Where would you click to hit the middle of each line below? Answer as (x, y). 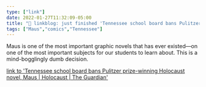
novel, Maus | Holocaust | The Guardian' (57, 77)
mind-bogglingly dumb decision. (48, 59)
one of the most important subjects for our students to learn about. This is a (102, 53)
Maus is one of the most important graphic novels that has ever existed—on (102, 46)
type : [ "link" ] (26, 12)
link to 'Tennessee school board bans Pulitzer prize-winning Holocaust (96, 71)
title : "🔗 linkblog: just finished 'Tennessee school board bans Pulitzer (104, 23)
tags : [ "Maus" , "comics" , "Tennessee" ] (55, 29)
